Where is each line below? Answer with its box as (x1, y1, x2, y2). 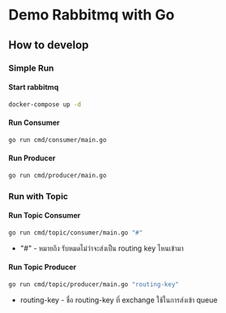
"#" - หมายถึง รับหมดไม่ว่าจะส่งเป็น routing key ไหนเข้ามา (19, 243, 184, 253)
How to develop (8, 38, 89, 52)
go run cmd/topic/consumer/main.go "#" (8, 229, 143, 237)
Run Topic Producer (8, 262, 77, 272)
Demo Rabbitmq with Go (8, 6, 175, 24)
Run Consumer (8, 118, 60, 127)
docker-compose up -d (8, 100, 82, 109)
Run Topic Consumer (8, 211, 81, 221)
